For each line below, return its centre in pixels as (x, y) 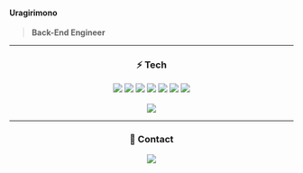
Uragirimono (33, 13)
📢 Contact (151, 140)
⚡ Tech (151, 65)
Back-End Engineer (68, 32)
